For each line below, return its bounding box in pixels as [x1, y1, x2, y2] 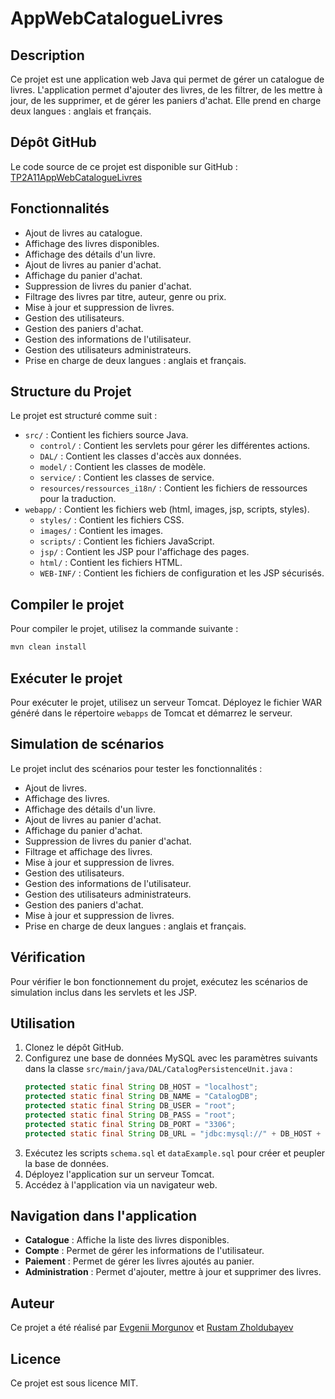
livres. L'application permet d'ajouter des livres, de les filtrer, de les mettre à [10, 84, 323, 96]
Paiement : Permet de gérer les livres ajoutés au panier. [24, 1255, 255, 1267]
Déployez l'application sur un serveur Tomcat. [24, 1168, 215, 1180]
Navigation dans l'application [10, 1208, 198, 1225]
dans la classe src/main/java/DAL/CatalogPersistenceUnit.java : [24, 1063, 293, 1075]
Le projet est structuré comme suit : [10, 410, 158, 422]
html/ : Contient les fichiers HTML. [39, 557, 183, 569]
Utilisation [10, 1015, 76, 1032]
